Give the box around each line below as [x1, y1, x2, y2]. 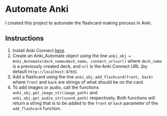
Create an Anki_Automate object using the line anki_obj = [12, 53, 131, 58]
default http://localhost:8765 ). [12, 68, 78, 74]
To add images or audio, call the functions [12, 84, 99, 90]
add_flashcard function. [12, 105, 61, 111]
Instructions [5, 34, 44, 43]
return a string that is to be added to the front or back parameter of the [12, 100, 159, 106]
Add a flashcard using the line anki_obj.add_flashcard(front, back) [12, 73, 154, 80]
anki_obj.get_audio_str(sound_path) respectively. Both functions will [12, 95, 156, 101]
